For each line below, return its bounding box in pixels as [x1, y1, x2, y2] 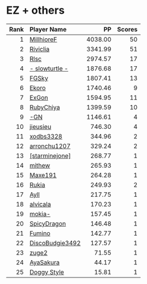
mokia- [29, 209, 51, 218]
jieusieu [29, 122, 52, 131]
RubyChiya [29, 103, 61, 111]
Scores [117, 25, 138, 33]
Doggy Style [29, 268, 64, 276]
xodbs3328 [29, 132, 62, 140]
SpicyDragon [29, 219, 67, 227]
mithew [29, 161, 51, 169]
